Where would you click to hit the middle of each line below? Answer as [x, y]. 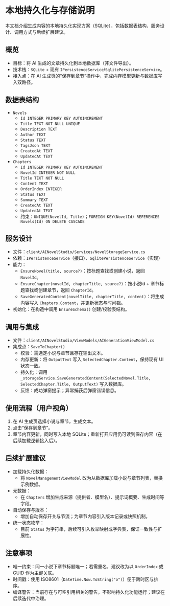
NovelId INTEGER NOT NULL [48, 173]
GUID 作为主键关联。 [35, 573]
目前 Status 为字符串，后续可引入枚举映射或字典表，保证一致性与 [89, 529]
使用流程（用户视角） [39, 408]
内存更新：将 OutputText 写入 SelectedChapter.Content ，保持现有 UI [92, 360]
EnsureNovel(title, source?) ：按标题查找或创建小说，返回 [82, 271]
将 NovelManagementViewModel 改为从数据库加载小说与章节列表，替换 [92, 478]
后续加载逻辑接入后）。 [36, 441]
